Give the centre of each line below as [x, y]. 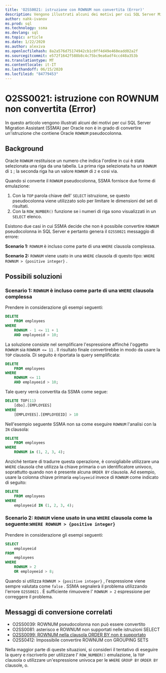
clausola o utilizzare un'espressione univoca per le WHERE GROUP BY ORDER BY [82, 660]
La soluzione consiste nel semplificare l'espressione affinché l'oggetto [77, 344]
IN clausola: [17, 429]
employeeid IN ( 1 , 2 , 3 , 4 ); [44, 505]
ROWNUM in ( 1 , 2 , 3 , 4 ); [40, 452]
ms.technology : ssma [26, 28]
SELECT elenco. [27, 216]
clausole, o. [17, 665]
